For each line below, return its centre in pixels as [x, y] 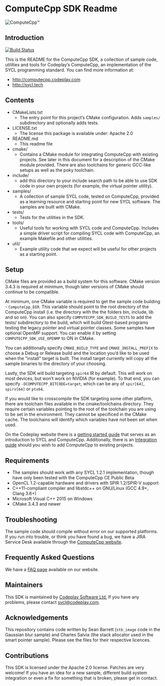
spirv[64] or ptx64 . [25, 389]
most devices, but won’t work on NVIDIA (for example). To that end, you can [82, 378]
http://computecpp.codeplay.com [46, 79]
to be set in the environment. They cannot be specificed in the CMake [76, 414]
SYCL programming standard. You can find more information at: [70, 70]
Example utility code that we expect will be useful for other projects [88, 249]
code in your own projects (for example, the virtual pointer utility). [86, 185]
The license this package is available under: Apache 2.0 [76, 133]
